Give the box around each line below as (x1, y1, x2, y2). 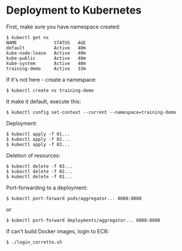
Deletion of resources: (6, 152, 60, 159)
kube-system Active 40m (6, 60, 86, 66)
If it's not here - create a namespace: (6, 76, 97, 83)
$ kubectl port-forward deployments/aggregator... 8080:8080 (6, 217, 161, 223)
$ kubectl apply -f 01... (6, 131, 70, 137)
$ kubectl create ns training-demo (6, 87, 94, 94)
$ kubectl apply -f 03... (6, 141, 70, 147)
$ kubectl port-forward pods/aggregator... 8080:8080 (6, 195, 142, 201)
